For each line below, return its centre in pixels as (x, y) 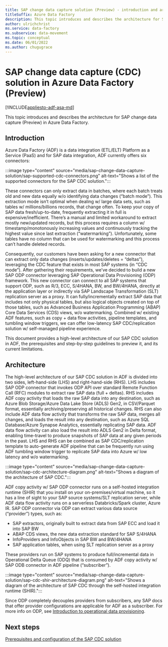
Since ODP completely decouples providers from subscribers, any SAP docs (84, 601)
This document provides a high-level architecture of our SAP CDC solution (82, 338)
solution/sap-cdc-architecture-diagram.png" (51, 472)
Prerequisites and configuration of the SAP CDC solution (63, 639)
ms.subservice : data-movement (37, 33)
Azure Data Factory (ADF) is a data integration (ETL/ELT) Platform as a (77, 150)
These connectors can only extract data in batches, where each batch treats (84, 191)
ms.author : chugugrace (29, 47)
